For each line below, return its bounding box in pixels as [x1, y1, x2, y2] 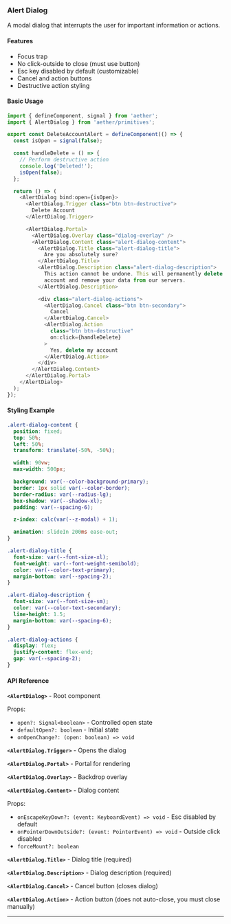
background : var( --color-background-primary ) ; [13, 478, 149, 486]
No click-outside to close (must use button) [16, 59, 140, 67]
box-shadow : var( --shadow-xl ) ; [13, 497, 103, 504]
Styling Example [7, 406, 55, 414]
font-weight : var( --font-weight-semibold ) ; [13, 560, 140, 567]
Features [7, 36, 33, 45]
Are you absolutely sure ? [43, 251, 118, 258]
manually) [7, 903, 36, 911]
